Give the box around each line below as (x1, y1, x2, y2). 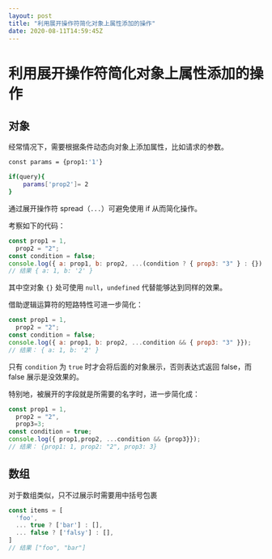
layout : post (8, 11, 53, 20)
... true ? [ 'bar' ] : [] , (15, 521, 104, 530)
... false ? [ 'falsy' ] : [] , (15, 529, 114, 537)
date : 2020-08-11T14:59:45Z (8, 27, 104, 35)
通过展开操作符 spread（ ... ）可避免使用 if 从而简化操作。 (8, 203, 202, 213)
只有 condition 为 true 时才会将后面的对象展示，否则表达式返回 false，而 (8, 362, 253, 371)
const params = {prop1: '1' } (8, 159, 104, 167)
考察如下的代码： (8, 220, 66, 231)
